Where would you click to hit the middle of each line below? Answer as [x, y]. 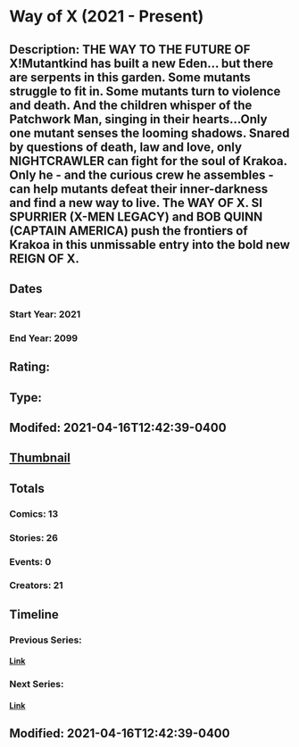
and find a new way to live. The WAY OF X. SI [136, 203]
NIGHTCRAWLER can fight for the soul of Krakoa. [148, 161]
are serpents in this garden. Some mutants [130, 77]
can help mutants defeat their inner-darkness [139, 189]
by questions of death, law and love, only [126, 147]
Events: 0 [30, 561]
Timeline [34, 614]
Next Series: [37, 685]
